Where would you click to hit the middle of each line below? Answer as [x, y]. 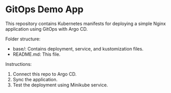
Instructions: [18, 64]
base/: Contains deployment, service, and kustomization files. [78, 49]
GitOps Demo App [44, 9]
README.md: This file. [36, 54]
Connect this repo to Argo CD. [45, 74]
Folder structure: [23, 39]
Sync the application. [35, 79]
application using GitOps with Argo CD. [47, 29]
